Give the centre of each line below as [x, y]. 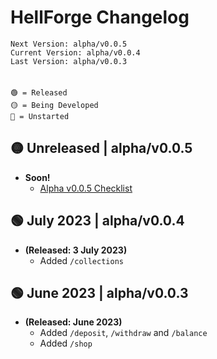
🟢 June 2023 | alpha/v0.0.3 [99, 292]
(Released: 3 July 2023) [76, 250]
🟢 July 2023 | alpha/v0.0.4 [97, 221]
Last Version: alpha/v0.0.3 [69, 61]
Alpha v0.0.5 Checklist [86, 188]
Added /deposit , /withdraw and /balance [123, 333]
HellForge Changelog [100, 17]
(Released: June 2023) [73, 322]
